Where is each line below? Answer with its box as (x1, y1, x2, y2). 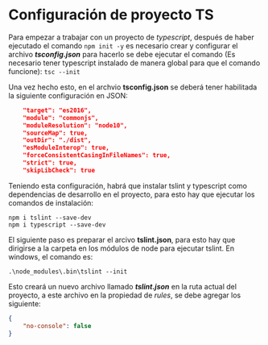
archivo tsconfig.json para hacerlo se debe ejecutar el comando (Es (8, 49, 236, 59)
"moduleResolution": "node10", (23, 121, 128, 130)
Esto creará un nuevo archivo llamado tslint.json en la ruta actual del (8, 281, 237, 291)
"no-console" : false (23, 322, 92, 330)
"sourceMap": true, (23, 129, 89, 137)
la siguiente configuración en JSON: (8, 90, 129, 100)
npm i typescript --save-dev (8, 220, 106, 229)
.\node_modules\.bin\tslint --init (8, 268, 128, 276)
